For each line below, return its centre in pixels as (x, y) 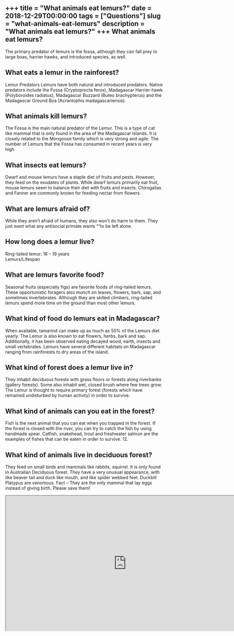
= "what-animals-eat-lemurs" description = (75, 24)
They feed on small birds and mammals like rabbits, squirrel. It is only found (83, 467)
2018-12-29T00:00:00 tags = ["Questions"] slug (83, 16)
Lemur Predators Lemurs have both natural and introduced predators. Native (84, 84)
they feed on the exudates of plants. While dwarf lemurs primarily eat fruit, (82, 182)
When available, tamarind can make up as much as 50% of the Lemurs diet (82, 330)
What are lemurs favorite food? (54, 275)
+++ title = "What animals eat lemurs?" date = (78, 8)
